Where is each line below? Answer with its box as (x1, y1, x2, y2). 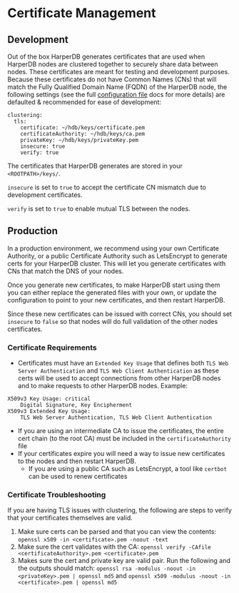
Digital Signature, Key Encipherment (20, 402, 133, 409)
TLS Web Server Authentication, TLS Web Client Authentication (20, 414, 213, 422)
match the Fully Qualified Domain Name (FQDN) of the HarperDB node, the (7, 83, 228, 91)
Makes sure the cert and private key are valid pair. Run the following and (17, 557, 230, 565)
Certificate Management (7, 5, 156, 21)
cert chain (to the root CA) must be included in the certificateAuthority (17, 434, 231, 443)
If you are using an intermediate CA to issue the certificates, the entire (17, 427, 224, 435)
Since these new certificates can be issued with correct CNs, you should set (7, 309, 232, 318)
